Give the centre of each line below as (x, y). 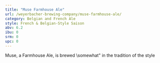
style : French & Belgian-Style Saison (45, 23)
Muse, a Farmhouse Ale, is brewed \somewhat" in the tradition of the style (80, 55)
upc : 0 (12, 42)
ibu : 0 (12, 32)
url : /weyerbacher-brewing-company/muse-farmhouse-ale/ (63, 14)
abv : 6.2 (14, 28)
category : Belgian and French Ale (40, 19)
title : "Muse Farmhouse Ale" (35, 10)
